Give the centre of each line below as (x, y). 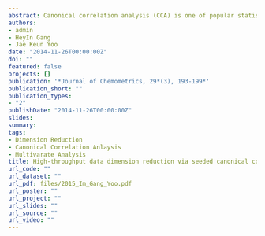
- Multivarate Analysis (47, 154)
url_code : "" (30, 169)
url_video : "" (32, 220)
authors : (22, 23)
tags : (17, 132)
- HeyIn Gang (30, 37)
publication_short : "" (45, 88)
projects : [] (30, 74)
